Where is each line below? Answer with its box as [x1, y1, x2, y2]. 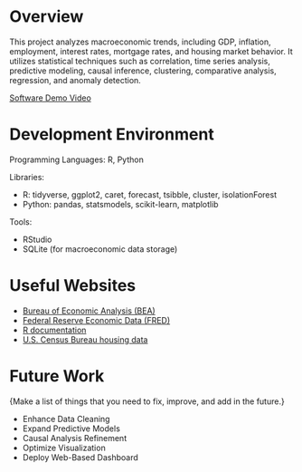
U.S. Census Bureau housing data [22, 333, 148, 345]
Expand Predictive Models [22, 423, 120, 434]
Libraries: [9, 171, 45, 182]
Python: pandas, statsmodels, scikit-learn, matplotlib [22, 198, 219, 209]
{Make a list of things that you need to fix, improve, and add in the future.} [9, 396, 285, 407]
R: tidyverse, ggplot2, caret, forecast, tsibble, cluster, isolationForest [22, 188, 278, 200]
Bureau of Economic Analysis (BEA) [22, 305, 156, 316]
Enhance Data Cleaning [22, 413, 110, 424]
